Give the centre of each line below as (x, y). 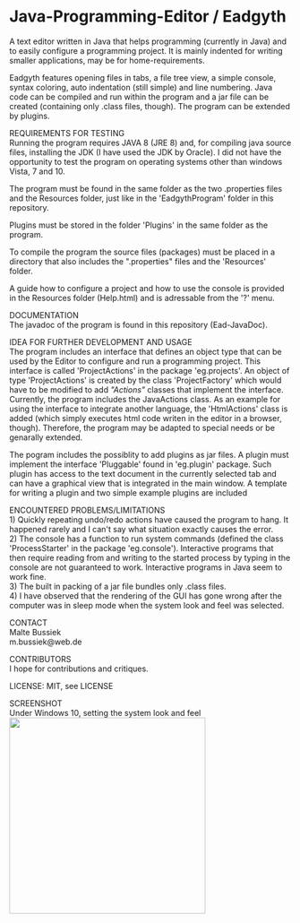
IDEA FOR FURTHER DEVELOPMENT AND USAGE (101, 341)
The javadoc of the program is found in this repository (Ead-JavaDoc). (139, 324)
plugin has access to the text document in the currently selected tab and (143, 473)
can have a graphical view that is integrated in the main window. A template (148, 483)
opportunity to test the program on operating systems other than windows (146, 161)
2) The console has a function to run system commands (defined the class (146, 539)
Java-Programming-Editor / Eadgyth (148, 17)
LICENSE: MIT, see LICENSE (61, 686)
